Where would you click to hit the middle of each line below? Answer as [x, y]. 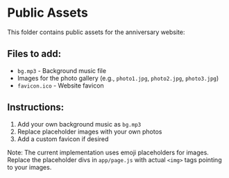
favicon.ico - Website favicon [60, 86]
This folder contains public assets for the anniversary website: [96, 32]
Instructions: [36, 107]
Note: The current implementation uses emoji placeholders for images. [108, 152]
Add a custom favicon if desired [63, 139]
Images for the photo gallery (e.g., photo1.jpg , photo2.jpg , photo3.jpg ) [118, 78]
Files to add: [34, 54]
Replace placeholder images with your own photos [90, 131]
